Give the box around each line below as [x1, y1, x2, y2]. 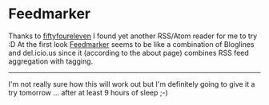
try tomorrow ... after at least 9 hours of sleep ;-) [8, 87, 168, 97]
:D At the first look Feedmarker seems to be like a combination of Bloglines [8, 39, 255, 49]
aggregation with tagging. [8, 56, 94, 66]
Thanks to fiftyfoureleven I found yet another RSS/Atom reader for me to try [8, 31, 258, 41]
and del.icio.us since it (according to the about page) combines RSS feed [8, 48, 250, 57]
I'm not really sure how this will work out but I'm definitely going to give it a [8, 79, 255, 88]
